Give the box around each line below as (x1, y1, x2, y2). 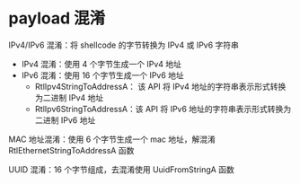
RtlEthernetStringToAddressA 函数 (8, 145, 135, 155)
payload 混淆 (8, 8, 106, 29)
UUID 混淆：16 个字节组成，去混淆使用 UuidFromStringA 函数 (8, 163, 234, 175)
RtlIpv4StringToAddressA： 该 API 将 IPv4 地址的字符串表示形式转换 (34, 81, 287, 92)
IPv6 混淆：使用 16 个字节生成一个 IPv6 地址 (21, 69, 185, 81)
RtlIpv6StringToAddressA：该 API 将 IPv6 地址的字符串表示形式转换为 (34, 103, 292, 114)
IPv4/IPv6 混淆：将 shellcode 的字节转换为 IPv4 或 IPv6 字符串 (8, 39, 240, 50)
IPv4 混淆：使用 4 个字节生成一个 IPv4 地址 (21, 58, 181, 69)
